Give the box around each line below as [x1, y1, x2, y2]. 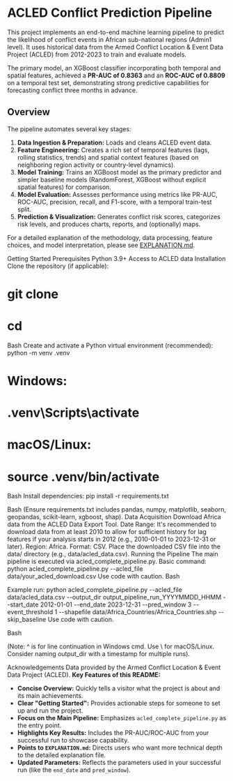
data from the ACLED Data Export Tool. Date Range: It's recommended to [7, 520, 217, 528]
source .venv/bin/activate [7, 469, 160, 484]
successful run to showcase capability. [17, 736, 129, 745]
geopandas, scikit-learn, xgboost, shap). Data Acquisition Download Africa [7, 513, 221, 521]
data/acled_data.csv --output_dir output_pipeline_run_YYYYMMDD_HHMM [7, 593, 222, 602]
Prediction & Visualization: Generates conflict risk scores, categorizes [17, 212, 221, 221]
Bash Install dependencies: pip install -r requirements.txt [7, 492, 169, 500]
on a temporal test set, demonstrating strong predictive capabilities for [7, 78, 209, 87]
